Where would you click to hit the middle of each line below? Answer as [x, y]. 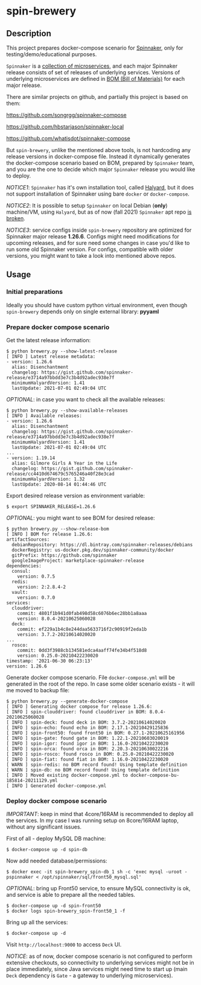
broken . [16, 218]
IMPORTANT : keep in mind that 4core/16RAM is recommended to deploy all [100, 814]
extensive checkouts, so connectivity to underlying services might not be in [100, 963]
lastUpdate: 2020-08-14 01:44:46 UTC [59, 484]
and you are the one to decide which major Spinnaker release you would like [101, 169]
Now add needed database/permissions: [57, 861]
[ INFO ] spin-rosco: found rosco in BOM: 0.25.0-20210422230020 [90, 754]
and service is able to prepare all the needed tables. [71, 895]
